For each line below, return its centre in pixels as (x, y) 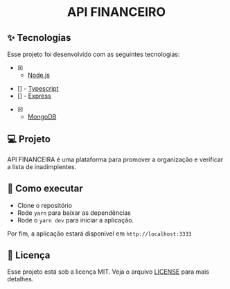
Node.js (39, 75)
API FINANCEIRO (116, 12)
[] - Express (34, 96)
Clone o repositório (45, 205)
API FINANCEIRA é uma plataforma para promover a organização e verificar (115, 159)
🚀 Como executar (45, 189)
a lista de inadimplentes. (42, 166)
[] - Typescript (38, 88)
